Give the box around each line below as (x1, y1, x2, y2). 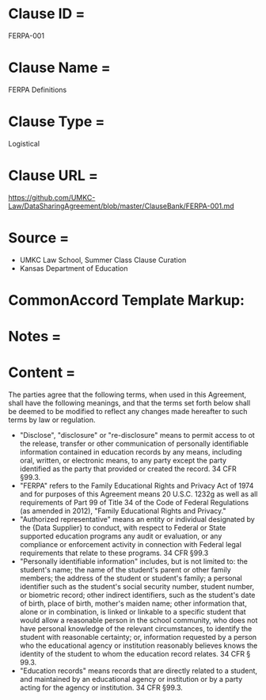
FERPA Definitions (8, 85, 67, 94)
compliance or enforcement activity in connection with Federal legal (19, 540, 241, 549)
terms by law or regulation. (8, 415, 97, 424)
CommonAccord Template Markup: (8, 291, 245, 309)
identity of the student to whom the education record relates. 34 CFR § (19, 649, 251, 658)
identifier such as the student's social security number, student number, (19, 582, 255, 591)
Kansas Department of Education (19, 263, 128, 273)
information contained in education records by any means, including (19, 447, 243, 456)
